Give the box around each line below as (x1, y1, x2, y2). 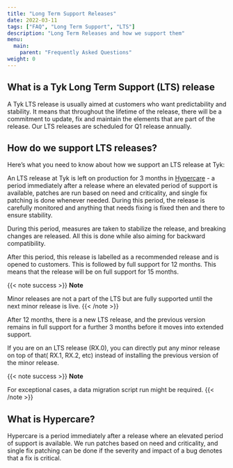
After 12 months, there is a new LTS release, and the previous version (7, 315, 206, 324)
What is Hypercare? (7, 413, 95, 425)
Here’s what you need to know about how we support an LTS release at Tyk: (7, 161, 225, 169)
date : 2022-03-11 (7, 17, 58, 24)
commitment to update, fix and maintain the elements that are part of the (7, 114, 216, 123)
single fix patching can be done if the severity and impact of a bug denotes (7, 446, 223, 455)
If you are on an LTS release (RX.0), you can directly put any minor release (7, 344, 220, 352)
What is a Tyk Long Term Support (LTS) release (7, 81, 216, 93)
